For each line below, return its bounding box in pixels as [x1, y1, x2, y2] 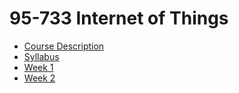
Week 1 [23, 61, 54, 73]
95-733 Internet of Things [9, 7, 229, 30]
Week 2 [23, 72, 56, 84]
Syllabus [23, 50, 60, 62]
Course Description [23, 40, 105, 52]
